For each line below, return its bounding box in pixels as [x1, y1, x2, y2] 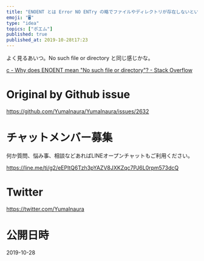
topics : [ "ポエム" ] [6, 25, 53, 32]
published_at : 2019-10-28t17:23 [6, 37, 88, 43]
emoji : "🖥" [6, 15, 35, 21]
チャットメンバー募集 [6, 131, 113, 145]
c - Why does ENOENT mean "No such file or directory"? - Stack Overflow [6, 67, 193, 73]
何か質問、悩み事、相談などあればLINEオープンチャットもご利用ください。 [6, 152, 193, 159]
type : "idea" [6, 20, 39, 26]
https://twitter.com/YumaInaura [6, 205, 85, 213]
